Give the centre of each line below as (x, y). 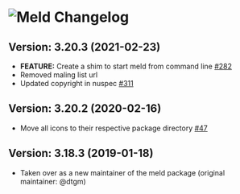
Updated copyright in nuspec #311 (77, 83)
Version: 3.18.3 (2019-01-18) (81, 153)
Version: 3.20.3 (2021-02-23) (85, 47)
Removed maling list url (59, 75)
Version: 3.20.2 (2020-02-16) (85, 109)
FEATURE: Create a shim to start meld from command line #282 (126, 66)
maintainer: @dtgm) (53, 181)
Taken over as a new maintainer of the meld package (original (122, 172)
